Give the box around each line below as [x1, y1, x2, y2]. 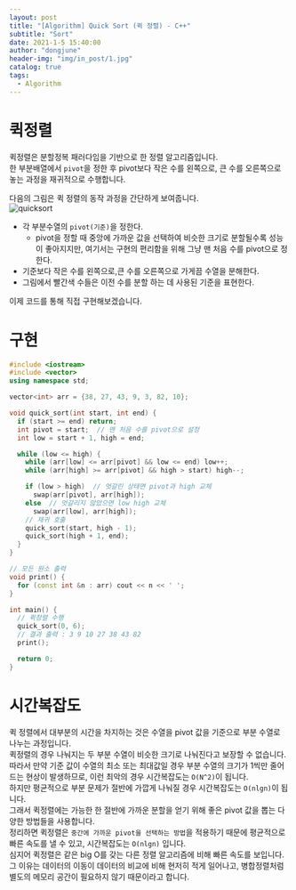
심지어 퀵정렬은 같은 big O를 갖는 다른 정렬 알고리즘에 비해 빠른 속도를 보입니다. [9, 849, 284, 860]
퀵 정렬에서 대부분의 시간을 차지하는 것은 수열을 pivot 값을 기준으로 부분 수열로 [9, 726, 282, 737]
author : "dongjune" [9, 46, 82, 55]
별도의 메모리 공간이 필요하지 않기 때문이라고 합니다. [9, 871, 189, 882]
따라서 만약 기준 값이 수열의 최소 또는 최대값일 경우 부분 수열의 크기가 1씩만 [9, 760, 268, 771]
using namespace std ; [9, 376, 90, 385]
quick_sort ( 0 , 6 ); [17, 622, 86, 631]
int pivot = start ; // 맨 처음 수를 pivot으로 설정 [17, 425, 200, 434]
